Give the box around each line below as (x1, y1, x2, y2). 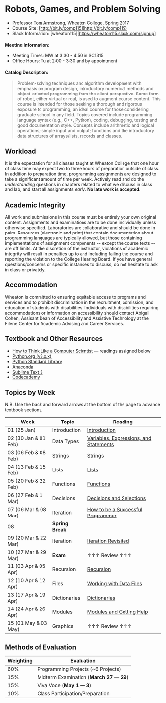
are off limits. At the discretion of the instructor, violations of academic (5, 245, 148, 251)
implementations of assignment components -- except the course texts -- (5, 240, 156, 246)
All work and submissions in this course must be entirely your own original (5, 214, 157, 220)
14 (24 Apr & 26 (7, 606, 46, 612)
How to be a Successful (87, 506, 143, 513)
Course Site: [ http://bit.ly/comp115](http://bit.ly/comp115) (12, 25, 127, 31)
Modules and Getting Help (87, 609, 148, 615)
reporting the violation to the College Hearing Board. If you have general (5, 256, 152, 262)
